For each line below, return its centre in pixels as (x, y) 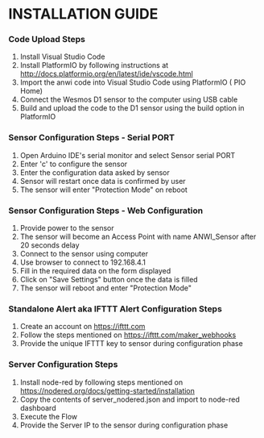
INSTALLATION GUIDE (83, 14)
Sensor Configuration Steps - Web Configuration (106, 211)
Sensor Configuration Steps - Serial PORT (92, 138)
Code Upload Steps (47, 40)
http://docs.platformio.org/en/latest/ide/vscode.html (106, 74)
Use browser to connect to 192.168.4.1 (83, 262)
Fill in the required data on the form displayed (95, 271)
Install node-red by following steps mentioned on (101, 382)
